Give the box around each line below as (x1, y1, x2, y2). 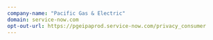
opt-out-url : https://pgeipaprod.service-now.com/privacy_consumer (7, 22, 207, 29)
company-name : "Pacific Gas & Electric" (7, 9, 126, 17)
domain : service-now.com (7, 16, 79, 23)
